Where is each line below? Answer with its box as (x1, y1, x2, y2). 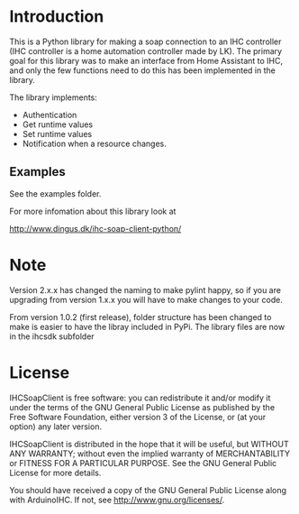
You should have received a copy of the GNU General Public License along (9, 484, 286, 495)
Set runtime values (22, 128, 93, 139)
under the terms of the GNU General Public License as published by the (9, 401, 276, 412)
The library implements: (9, 92, 97, 103)
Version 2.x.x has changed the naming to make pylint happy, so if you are (9, 284, 282, 295)
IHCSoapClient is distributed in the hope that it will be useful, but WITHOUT (9, 438, 290, 449)
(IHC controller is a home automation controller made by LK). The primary (9, 45, 282, 56)
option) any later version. (9, 421, 102, 432)
